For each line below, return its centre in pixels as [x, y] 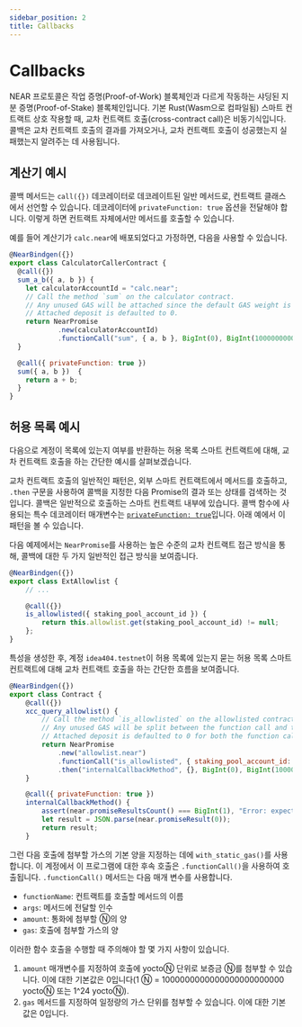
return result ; [70, 828]
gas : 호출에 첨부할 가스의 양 [70, 930]
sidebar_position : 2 [48, 18]
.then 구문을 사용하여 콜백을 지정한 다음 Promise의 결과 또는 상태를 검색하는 [143, 491]
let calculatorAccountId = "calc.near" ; [102, 288]
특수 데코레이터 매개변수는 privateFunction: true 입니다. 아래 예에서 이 [159, 514]
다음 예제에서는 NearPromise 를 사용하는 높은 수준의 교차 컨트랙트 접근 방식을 [143, 545]
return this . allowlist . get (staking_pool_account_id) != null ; [160, 623]
